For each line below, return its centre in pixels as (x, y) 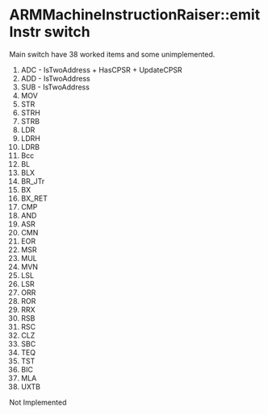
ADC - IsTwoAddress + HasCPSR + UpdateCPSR (101, 69)
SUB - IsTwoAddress (55, 87)
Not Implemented (38, 402)
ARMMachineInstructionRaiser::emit (135, 15)
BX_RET (34, 198)
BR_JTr (33, 181)
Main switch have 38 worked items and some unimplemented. (112, 54)
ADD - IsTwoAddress (56, 78)
